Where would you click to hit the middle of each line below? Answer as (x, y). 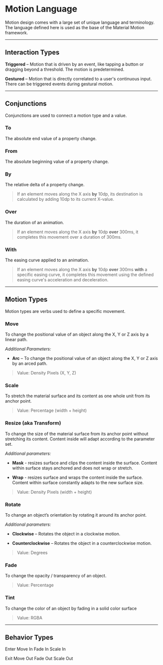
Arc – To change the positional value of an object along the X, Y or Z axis (85, 358)
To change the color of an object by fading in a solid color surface (71, 608)
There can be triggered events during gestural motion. (59, 84)
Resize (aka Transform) (33, 423)
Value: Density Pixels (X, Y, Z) (47, 373)
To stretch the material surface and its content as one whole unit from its (78, 396)
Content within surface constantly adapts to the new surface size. (78, 482)
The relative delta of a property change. (45, 185)
